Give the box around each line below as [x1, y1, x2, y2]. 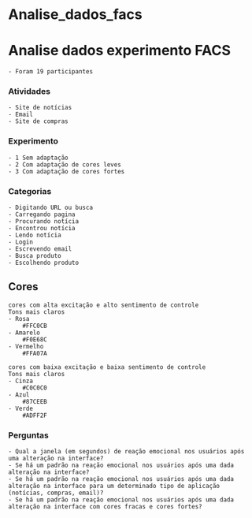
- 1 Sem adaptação [8, 154, 69, 162]
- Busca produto [8, 252, 61, 260]
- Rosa [8, 315, 30, 322]
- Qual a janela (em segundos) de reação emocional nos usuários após [8, 448, 245, 456]
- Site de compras [8, 117, 69, 125]
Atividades [8, 86, 51, 97]
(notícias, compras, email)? [8, 489, 104, 498]
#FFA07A [22, 349, 47, 357]
